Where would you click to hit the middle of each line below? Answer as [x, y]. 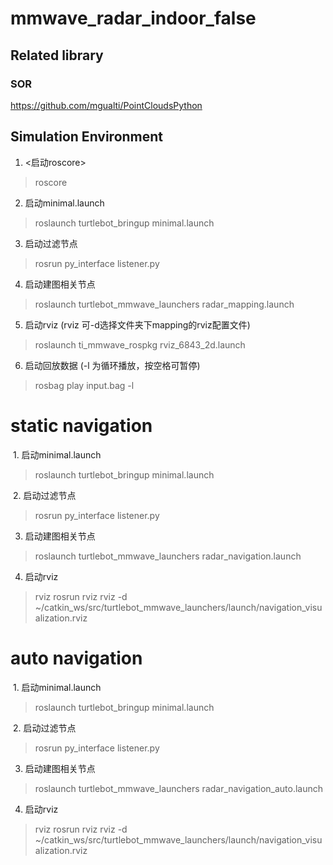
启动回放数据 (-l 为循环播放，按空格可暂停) [112, 365]
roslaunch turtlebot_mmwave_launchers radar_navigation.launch [168, 556]
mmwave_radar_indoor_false [133, 18]
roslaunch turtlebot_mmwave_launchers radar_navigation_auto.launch [179, 788]
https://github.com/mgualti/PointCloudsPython [106, 105]
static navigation [81, 425]
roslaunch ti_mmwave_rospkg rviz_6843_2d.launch [140, 344]
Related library [57, 55]
